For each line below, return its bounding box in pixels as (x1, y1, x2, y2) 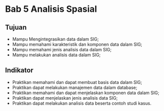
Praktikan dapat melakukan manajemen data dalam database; (12, 84, 137, 90)
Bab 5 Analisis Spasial (5, 3, 98, 15)
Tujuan (5, 23, 27, 32)
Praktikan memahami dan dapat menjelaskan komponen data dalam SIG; (12, 90, 160, 96)
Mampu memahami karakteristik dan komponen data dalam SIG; (12, 41, 142, 47)
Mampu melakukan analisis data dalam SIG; (12, 52, 101, 58)
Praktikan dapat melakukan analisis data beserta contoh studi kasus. (12, 100, 152, 106)
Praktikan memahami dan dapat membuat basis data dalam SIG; (12, 79, 142, 85)
